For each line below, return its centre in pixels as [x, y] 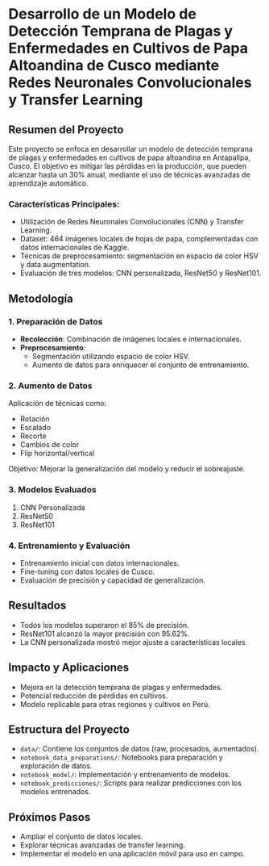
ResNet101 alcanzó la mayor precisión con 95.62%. [105, 634]
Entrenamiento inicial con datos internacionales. [99, 563]
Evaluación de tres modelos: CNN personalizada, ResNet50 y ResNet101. [141, 273]
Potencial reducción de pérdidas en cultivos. [94, 696]
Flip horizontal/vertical [57, 454]
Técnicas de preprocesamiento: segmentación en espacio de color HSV [139, 256]
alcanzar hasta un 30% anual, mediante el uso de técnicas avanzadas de [130, 175]
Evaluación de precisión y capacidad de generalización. [112, 580]
